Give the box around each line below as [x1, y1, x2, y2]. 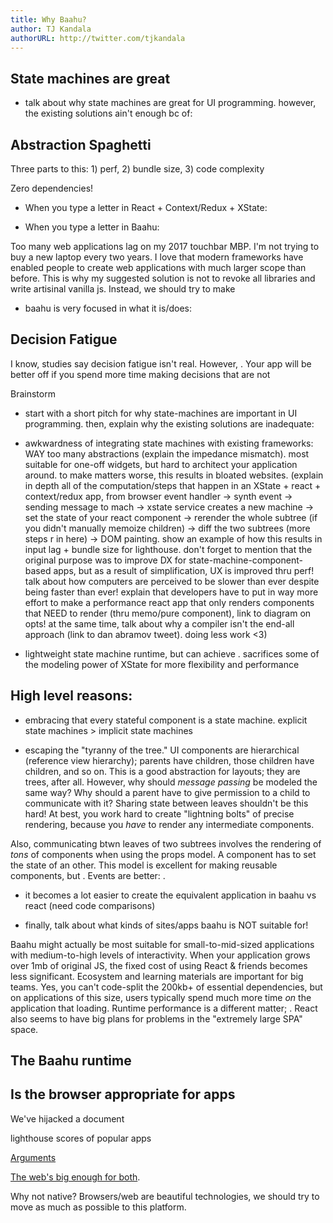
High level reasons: [10, 687, 133, 705]
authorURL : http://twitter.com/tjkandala [10, 33, 186, 43]
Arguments [10, 1151, 57, 1163]
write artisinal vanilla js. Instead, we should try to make [10, 283, 236, 295]
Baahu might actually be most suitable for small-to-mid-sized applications [10, 938, 315, 950]
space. [10, 1023, 39, 1035]
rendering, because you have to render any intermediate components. [24, 818, 315, 830]
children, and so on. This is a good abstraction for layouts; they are [24, 765, 301, 777]
